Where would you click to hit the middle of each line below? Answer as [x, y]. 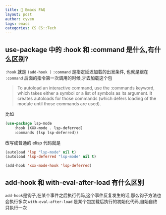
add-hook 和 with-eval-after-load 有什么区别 [75, 182]
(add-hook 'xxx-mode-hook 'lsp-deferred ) [49, 166]
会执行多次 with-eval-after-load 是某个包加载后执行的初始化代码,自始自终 [81, 201]
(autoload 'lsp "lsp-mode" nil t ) [41, 152]
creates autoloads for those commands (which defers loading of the [87, 98]
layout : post [19, 14]
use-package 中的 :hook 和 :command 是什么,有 [80, 49]
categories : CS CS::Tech [31, 28]
